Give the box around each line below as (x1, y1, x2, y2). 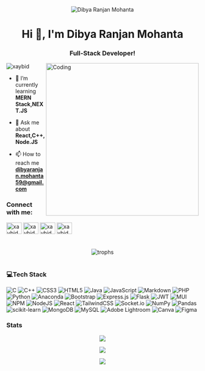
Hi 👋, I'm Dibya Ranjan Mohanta (21, 27, 184, 41)
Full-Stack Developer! (69, 49, 136, 57)
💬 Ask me (15, 119, 40, 126)
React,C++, (15, 132, 45, 139)
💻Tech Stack (6, 270, 47, 279)
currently (15, 81, 38, 88)
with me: (6, 208, 33, 217)
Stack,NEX (15, 101, 44, 108)
